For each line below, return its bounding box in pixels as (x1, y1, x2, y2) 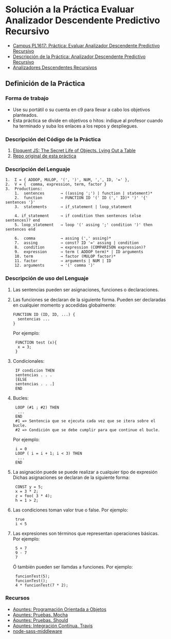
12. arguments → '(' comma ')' (14, 263, 96, 268)
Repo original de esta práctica (12, 153, 77, 159)
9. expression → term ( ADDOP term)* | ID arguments (14, 250, 144, 255)
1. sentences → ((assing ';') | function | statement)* (14, 191, 153, 196)
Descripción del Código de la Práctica (5, 135, 101, 143)
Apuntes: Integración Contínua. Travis (12, 623, 93, 629)
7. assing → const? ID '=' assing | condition (14, 240, 139, 245)
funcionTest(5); (15, 574, 50, 579)
